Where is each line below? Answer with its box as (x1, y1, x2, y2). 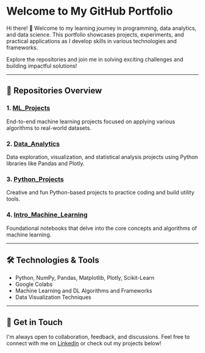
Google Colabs (15, 280, 53, 288)
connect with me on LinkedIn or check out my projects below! (6, 340, 162, 347)
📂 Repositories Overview (6, 85, 103, 96)
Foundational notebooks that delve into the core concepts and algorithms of (6, 224, 197, 232)
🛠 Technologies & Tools (6, 255, 99, 265)
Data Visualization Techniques (15, 294, 92, 301)
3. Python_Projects (6, 175, 64, 184)
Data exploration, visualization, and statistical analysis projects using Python (6, 153, 198, 160)
